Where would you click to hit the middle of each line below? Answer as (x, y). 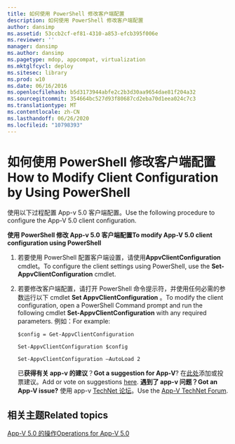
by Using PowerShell (69, 192)
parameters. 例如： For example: (64, 322)
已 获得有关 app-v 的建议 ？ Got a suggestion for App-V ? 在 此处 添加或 (117, 373)
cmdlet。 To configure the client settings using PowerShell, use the (114, 266)
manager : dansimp (33, 46)
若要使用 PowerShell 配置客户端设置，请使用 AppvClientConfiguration (119, 258)
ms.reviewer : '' (31, 40)
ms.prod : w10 (26, 79)
